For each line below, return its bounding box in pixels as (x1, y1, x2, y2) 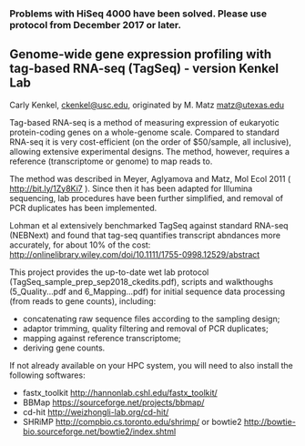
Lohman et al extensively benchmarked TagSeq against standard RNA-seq (9, 219, 289, 230)
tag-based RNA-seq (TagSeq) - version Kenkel (9, 61, 280, 76)
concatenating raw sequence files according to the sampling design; (22, 313, 280, 324)
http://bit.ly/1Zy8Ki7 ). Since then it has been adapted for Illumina (9, 183, 253, 194)
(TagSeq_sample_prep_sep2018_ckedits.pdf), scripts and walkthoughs (9, 276, 274, 287)
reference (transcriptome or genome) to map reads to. (9, 156, 213, 167)
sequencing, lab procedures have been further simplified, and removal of (9, 192, 284, 203)
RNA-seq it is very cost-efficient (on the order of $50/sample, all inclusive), (9, 136, 291, 147)
